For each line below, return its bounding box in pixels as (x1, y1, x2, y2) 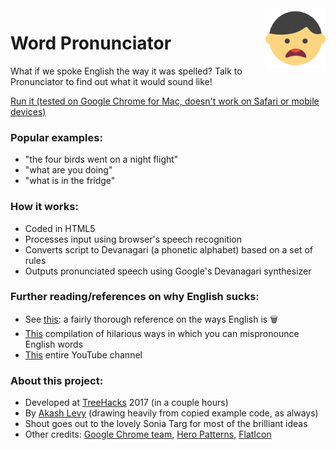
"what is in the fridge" (24, 175, 116, 187)
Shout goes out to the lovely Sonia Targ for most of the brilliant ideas (24, 418, 308, 430)
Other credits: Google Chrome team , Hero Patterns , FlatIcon (24, 428, 272, 441)
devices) (10, 105, 47, 117)
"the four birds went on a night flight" (24, 153, 179, 166)
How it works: (10, 200, 79, 214)
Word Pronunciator (10, 32, 172, 55)
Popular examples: (10, 130, 103, 144)
